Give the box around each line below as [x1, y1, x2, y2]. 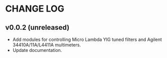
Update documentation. [12, 47, 62, 53]
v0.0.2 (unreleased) [5, 23, 70, 32]
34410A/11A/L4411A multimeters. [12, 42, 81, 48]
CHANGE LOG [5, 3, 65, 15]
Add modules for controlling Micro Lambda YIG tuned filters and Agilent [12, 36, 162, 42]
